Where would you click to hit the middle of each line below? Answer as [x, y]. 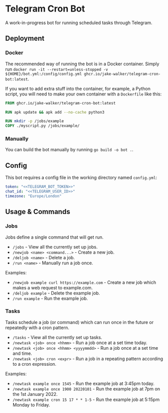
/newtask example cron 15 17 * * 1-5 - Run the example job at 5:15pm [86, 399]
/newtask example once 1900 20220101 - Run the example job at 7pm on [86, 389]
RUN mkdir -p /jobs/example [35, 121]
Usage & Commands [38, 212]
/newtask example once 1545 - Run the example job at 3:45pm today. [83, 383]
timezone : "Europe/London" [33, 196]
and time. [22, 353]
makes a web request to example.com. [53, 287]
